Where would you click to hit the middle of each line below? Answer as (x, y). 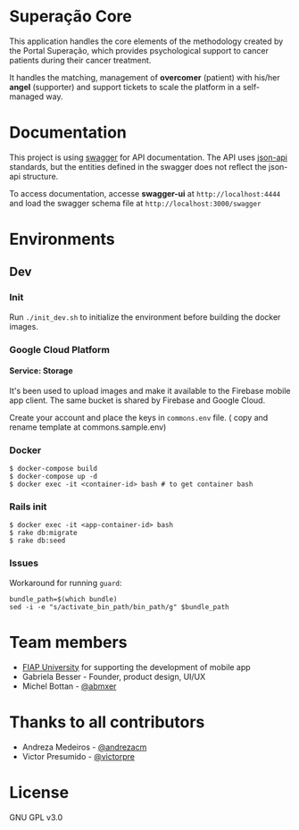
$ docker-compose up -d (54, 477)
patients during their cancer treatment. (80, 60)
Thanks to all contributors (107, 722)
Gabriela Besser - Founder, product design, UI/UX (114, 676)
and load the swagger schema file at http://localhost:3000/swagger (135, 203)
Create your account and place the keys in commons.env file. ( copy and (139, 417)
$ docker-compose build (54, 469)
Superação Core (71, 17)
